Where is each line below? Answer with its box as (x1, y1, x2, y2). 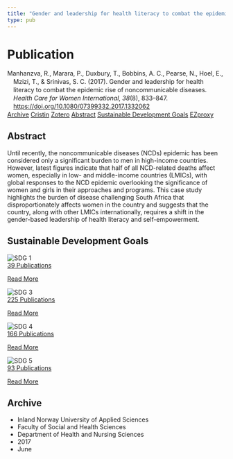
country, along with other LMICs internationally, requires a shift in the (7, 207, 205, 216)
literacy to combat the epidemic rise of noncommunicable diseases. (13, 86, 207, 94)
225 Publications (7, 295, 55, 304)
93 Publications (7, 363, 52, 372)
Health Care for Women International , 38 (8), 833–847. (13, 94, 169, 103)
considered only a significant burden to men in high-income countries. (7, 156, 209, 164)
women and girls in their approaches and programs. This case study (7, 185, 202, 194)
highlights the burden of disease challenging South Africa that (7, 193, 184, 201)
